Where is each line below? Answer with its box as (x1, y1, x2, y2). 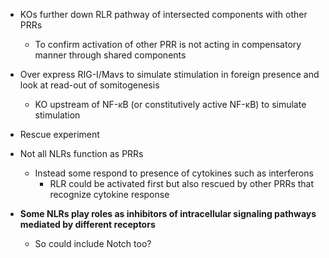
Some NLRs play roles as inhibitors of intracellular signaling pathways (19, 208, 317, 219)
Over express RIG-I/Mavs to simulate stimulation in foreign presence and (19, 69, 320, 80)
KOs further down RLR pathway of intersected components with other (19, 9, 308, 20)
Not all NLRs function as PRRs (19, 148, 144, 159)
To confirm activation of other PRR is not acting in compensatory (34, 39, 302, 50)
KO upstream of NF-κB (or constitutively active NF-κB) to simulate (34, 99, 307, 110)
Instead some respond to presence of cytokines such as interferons (34, 167, 314, 179)
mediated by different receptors (19, 219, 156, 230)
